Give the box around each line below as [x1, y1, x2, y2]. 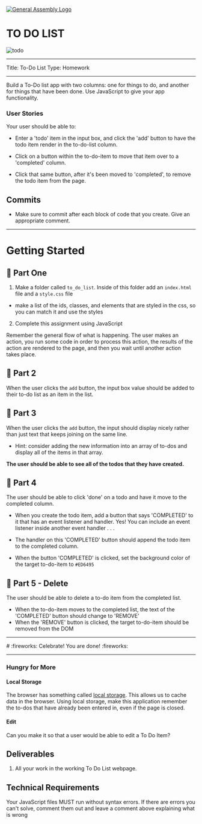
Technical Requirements [6, 782, 100, 793]
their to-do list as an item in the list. [6, 391, 94, 398]
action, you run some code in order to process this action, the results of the [6, 338, 194, 345]
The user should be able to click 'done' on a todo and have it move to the [6, 494, 187, 501]
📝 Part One [6, 268, 47, 278]
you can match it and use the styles [14, 308, 103, 316]
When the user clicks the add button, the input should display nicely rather [6, 424, 189, 431]
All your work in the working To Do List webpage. [14, 765, 137, 772]
